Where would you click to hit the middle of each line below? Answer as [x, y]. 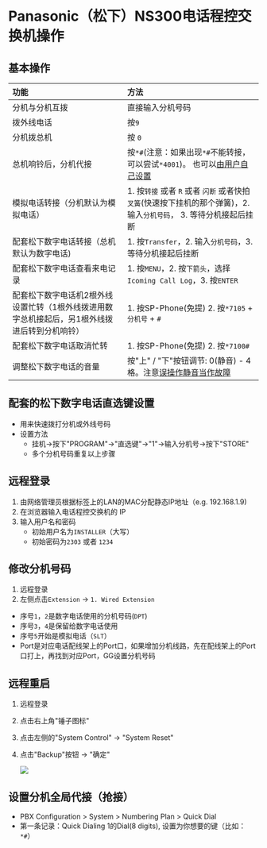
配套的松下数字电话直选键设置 [81, 403]
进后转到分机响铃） [48, 331]
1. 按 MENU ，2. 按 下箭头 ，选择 [178, 268]
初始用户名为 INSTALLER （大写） [83, 531]
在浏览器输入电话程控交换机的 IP [73, 511]
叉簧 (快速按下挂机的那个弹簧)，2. [188, 203]
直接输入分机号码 [159, 108]
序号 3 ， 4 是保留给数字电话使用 [69, 626]
